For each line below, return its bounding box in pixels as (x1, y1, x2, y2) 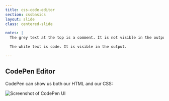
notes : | (5, 31, 24, 36)
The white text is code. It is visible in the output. (10, 44, 127, 49)
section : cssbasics (5, 12, 46, 17)
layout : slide (5, 17, 35, 22)
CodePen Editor (5, 67, 55, 76)
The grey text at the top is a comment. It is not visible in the (10, 35, 152, 40)
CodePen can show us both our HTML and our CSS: (5, 80, 113, 86)
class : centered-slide (5, 21, 53, 27)
